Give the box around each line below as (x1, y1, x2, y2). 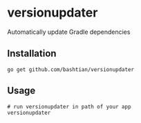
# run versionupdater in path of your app (7, 103, 131, 110)
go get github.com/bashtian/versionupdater (7, 66, 135, 73)
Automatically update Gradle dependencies (7, 28, 131, 36)
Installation (7, 48, 57, 59)
